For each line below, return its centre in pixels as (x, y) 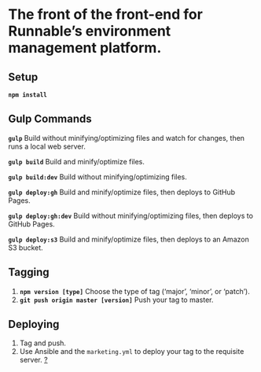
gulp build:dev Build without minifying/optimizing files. (97, 177)
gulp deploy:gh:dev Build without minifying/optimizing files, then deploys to (131, 215)
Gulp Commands (50, 119)
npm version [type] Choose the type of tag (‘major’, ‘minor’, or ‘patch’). (134, 291)
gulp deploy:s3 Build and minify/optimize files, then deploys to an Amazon (129, 239)
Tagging (29, 273)
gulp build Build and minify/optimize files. (77, 161)
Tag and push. (43, 343)
